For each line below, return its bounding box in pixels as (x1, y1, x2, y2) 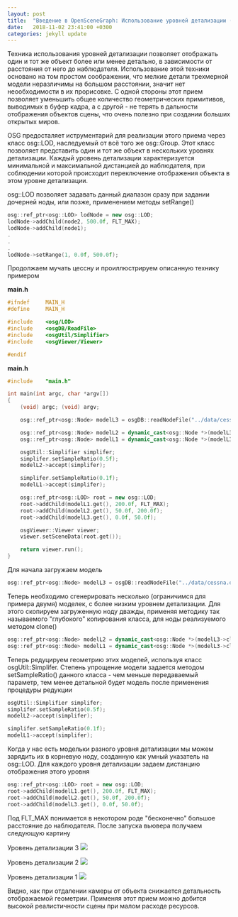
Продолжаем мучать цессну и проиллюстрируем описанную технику (7, 264, 220, 273)
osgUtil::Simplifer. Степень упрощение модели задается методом (7, 663, 205, 671)
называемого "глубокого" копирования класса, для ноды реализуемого (7, 615, 227, 623)
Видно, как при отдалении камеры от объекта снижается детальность (7, 886, 222, 895)
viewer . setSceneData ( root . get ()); (20, 533, 122, 540)
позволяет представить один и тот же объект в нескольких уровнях (7, 146, 215, 155)
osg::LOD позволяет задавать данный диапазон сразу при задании (7, 190, 210, 199)
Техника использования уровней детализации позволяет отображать (7, 50, 218, 58)
